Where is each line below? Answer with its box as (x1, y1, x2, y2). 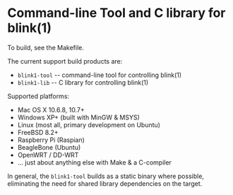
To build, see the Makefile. (7, 43, 85, 52)
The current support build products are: (7, 57, 123, 65)
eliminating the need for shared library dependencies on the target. (7, 179, 203, 188)
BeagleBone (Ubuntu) (17, 143, 81, 151)
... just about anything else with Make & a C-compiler (17, 158, 172, 167)
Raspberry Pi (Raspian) (17, 136, 85, 144)
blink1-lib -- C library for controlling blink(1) (17, 78, 149, 86)
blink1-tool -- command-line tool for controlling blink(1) (17, 71, 182, 79)
